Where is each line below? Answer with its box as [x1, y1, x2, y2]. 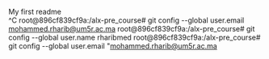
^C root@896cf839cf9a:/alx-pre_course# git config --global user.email [8, 15, 245, 25]
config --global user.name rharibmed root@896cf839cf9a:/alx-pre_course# [8, 32, 261, 42]
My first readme [8, 7, 62, 16]
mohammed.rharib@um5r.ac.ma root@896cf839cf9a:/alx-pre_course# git [8, 24, 255, 33]
